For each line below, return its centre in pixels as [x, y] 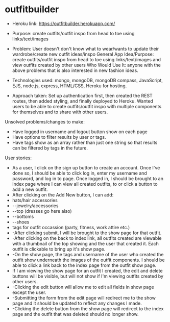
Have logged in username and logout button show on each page [80, 132]
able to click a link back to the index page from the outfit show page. [84, 265]
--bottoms [23, 216]
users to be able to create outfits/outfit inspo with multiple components [87, 106]
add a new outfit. [30, 189]
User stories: [18, 158]
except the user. [29, 292]
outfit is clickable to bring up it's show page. [59, 249]
